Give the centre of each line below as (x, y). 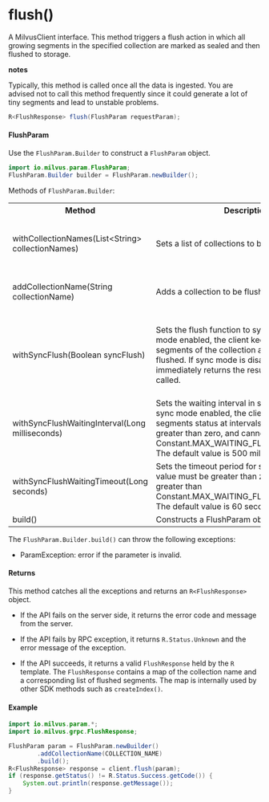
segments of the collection (206, 349)
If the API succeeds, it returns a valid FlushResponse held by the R (127, 663)
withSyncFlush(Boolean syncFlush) (79, 355)
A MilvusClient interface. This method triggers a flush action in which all (127, 37)
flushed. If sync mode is (201, 360)
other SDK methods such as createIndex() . (91, 689)
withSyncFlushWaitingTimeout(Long (80, 481)
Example (23, 707)
